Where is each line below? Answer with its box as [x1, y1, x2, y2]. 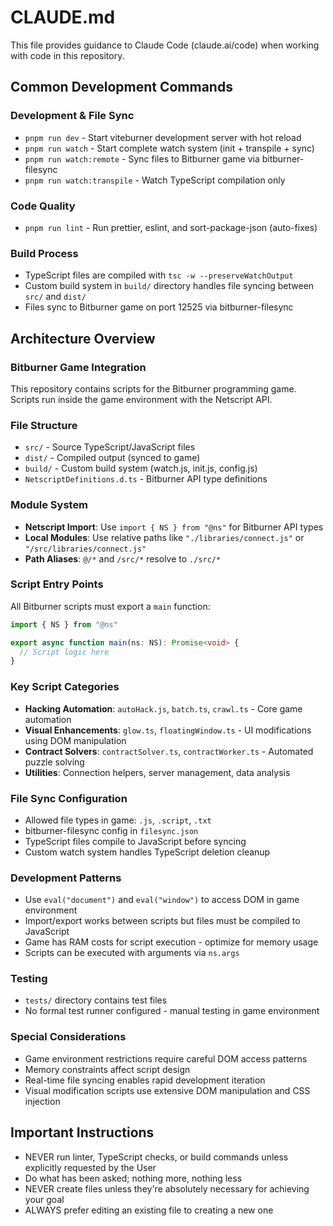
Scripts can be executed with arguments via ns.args [24, 947, 240, 959]
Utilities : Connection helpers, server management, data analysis [24, 766, 291, 778]
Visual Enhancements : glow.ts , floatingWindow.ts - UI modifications [24, 724, 312, 736]
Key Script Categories [10, 680, 120, 694]
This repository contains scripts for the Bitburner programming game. [10, 382, 297, 395]
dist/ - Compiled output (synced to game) [24, 452, 201, 464]
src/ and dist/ [24, 291, 87, 303]
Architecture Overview [10, 330, 156, 347]
